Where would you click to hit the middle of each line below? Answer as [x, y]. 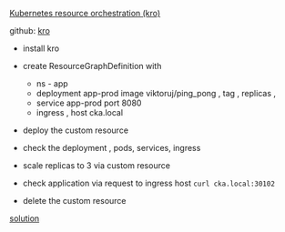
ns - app [52, 84]
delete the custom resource [74, 201]
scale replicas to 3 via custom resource [97, 166]
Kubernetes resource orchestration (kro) [85, 13]
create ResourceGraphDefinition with [92, 66]
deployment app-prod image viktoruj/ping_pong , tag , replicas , [156, 93]
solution [25, 218]
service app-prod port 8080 [89, 103]
